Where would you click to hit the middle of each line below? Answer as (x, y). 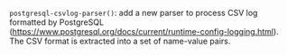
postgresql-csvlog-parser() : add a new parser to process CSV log (134, 13)
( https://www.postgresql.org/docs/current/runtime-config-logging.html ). (144, 31)
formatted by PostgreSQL (57, 22)
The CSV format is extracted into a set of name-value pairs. (120, 41)
